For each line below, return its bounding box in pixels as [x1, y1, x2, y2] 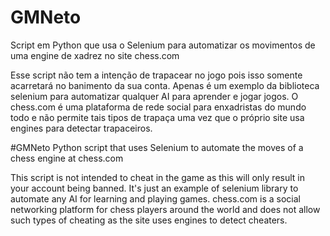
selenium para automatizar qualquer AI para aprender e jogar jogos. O [10, 90, 299, 102]
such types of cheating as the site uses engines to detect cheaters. [10, 214, 288, 226]
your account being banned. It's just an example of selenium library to [10, 182, 299, 194]
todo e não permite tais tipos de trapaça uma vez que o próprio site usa [10, 111, 305, 123]
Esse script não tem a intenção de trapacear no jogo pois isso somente [10, 69, 303, 81]
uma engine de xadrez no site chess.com [10, 49, 180, 61]
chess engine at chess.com [10, 152, 124, 164]
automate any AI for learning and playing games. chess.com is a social [10, 192, 301, 205]
